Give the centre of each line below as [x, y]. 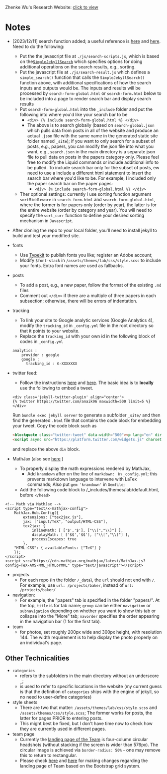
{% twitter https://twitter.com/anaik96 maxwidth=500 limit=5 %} [81, 401]
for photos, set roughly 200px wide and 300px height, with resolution [91, 632]
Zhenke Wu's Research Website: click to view [52, 7]
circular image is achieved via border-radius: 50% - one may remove [90, 750]
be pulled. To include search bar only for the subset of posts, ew [93, 167]
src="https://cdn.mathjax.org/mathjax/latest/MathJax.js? [84, 561]
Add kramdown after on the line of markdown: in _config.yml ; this [92, 473]
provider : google [41, 355]
